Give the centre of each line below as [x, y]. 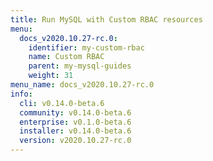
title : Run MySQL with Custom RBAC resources [106, 19]
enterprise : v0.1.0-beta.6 [75, 122]
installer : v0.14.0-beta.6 [75, 131]
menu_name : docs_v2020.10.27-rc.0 [82, 85]
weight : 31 [51, 76]
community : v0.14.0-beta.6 [75, 112]
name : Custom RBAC [66, 57]
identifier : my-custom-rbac [86, 47]
